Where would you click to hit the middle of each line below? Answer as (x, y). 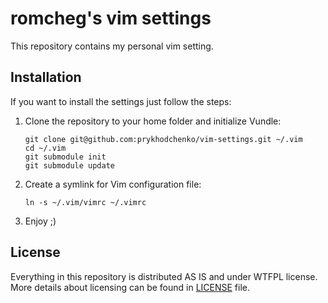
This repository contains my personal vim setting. (112, 46)
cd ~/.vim (45, 148)
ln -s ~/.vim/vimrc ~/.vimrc (85, 202)
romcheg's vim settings (111, 18)
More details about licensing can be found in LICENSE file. (130, 287)
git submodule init (65, 157)
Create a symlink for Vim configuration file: (113, 184)
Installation (46, 77)
